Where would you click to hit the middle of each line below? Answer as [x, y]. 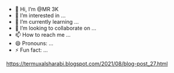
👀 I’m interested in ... [40, 15]
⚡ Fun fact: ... [31, 50]
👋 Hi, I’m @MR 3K [37, 9]
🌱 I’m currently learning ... [47, 22]
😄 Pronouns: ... [34, 43]
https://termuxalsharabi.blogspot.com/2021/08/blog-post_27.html [87, 64]
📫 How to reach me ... [43, 35]
